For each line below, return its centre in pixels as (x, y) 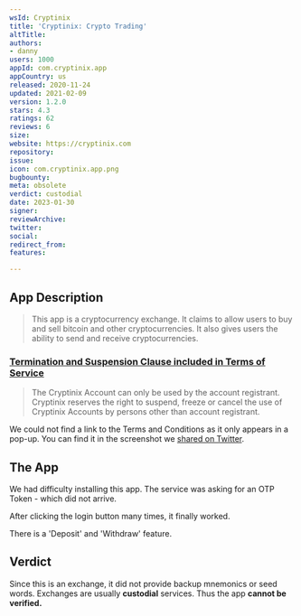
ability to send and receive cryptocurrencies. (115, 338)
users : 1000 (32, 60)
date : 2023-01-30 (42, 203)
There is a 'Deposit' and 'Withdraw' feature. (91, 534)
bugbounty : (30, 177)
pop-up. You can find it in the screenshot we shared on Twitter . (127, 439)
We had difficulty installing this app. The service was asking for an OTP (142, 490)
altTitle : (28, 34)
